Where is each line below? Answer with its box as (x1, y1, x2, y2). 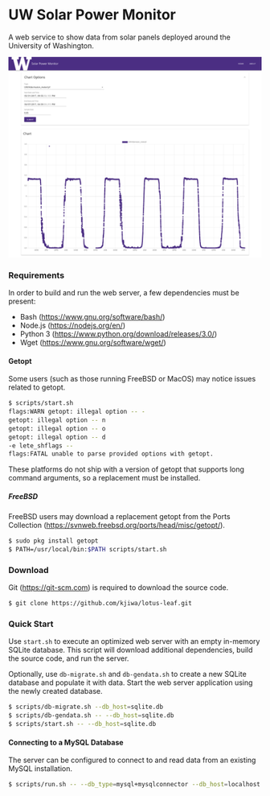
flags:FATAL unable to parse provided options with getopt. (8, 450, 215, 458)
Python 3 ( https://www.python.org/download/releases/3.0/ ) (19, 328, 218, 339)
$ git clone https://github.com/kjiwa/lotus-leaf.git (8, 600, 193, 608)
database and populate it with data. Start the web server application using (8, 678, 253, 687)
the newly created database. (8, 687, 103, 696)
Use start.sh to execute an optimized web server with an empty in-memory (8, 637, 260, 646)
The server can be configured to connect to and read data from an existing (8, 755, 256, 765)
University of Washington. (8, 40, 95, 50)
